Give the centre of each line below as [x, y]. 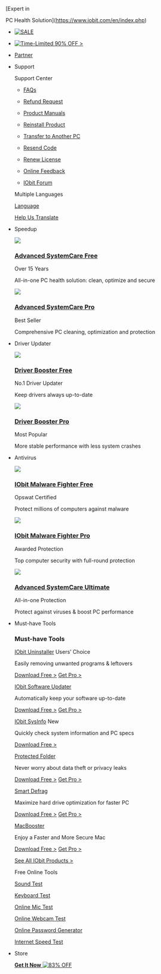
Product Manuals [44, 113]
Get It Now [28, 965]
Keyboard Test [32, 896]
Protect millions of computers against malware [72, 509]
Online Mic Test [34, 907]
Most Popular [31, 435]
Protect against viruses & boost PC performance [74, 612]
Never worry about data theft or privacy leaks [70, 768]
